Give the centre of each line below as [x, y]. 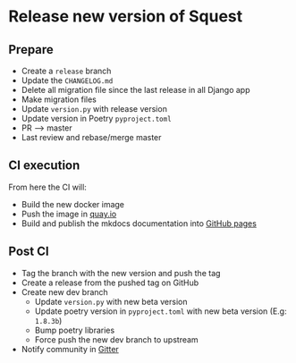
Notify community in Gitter [70, 349]
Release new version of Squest [126, 17]
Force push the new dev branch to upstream [116, 339]
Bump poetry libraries [75, 330]
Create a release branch [66, 71]
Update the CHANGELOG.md [67, 80]
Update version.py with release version [94, 109]
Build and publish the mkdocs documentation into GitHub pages [139, 223]
